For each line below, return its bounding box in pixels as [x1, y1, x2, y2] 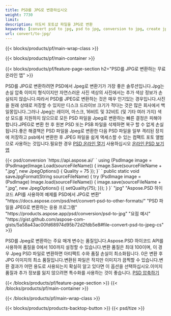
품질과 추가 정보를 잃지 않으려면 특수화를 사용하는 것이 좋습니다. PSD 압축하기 [5, 269, 159, 276]
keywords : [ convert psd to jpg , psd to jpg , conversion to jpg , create [5, 27, 160, 32]
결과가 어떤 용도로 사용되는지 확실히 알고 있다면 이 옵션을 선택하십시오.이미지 [10, 263, 163, 269]
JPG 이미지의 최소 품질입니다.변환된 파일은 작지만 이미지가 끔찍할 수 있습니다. [5, 257, 159, 263]
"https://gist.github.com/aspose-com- [5, 216, 85, 222]
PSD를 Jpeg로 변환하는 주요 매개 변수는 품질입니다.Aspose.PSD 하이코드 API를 [5, 238, 164, 243]
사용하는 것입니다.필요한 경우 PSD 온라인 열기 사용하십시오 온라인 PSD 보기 [14, 141, 164, 146]
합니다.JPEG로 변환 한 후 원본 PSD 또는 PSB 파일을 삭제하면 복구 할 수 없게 [5, 121, 155, 127]
